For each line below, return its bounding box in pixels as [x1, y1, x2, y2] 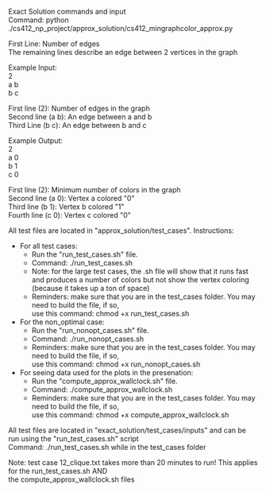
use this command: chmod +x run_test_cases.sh [31, 309, 190, 318]
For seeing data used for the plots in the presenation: [19, 368, 194, 377]
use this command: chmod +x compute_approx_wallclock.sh [31, 410, 229, 420]
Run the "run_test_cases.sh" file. [31, 250, 138, 259]
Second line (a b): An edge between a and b [8, 112, 152, 122]
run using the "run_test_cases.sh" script [8, 434, 139, 444]
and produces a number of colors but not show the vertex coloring [31, 275, 250, 285]
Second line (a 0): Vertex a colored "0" [8, 194, 135, 203]
